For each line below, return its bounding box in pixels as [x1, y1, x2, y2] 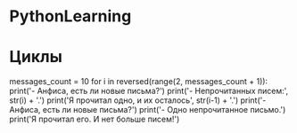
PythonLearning [9, 6, 132, 27]
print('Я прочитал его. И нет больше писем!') [9, 113, 180, 125]
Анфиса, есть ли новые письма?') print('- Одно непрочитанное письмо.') [9, 105, 286, 115]
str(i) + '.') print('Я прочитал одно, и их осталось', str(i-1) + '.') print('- [9, 95, 267, 106]
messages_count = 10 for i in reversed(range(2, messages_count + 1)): [9, 76, 268, 87]
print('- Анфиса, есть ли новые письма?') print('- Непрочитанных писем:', [9, 86, 289, 97]
